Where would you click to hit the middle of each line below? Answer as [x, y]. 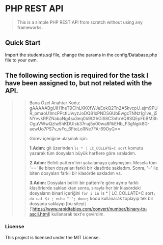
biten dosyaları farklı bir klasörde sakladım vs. [76, 173]
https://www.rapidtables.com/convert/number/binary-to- [90, 209]
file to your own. [22, 60]
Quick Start [23, 43]
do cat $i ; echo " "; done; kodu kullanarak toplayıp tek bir [91, 198]
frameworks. [30, 27]
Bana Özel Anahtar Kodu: [55, 103]
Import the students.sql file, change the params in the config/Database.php [81, 55]
